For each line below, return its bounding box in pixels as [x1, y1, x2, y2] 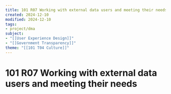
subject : [5, 31, 24, 36]
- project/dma [5, 26, 36, 32]
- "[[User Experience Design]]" [5, 36, 74, 41]
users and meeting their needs [5, 78, 137, 89]
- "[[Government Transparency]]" [5, 41, 76, 46]
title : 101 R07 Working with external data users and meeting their [5, 7, 154, 13]
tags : [5, 21, 17, 27]
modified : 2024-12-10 [5, 17, 51, 22]
